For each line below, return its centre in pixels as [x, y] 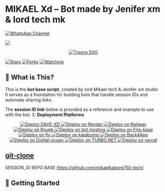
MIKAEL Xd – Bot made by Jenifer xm [83, 9]
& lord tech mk [35, 20]
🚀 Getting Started [32, 183]
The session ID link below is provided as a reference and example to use [80, 109]
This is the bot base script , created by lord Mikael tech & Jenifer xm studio [82, 89]
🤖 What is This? [30, 77]
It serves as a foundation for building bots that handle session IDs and [76, 95]
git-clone [20, 156]
